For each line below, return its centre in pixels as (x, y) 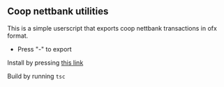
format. (18, 35)
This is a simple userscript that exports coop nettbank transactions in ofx (112, 28)
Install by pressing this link (45, 63)
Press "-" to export (44, 49)
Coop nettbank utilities (58, 11)
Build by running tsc (36, 76)
